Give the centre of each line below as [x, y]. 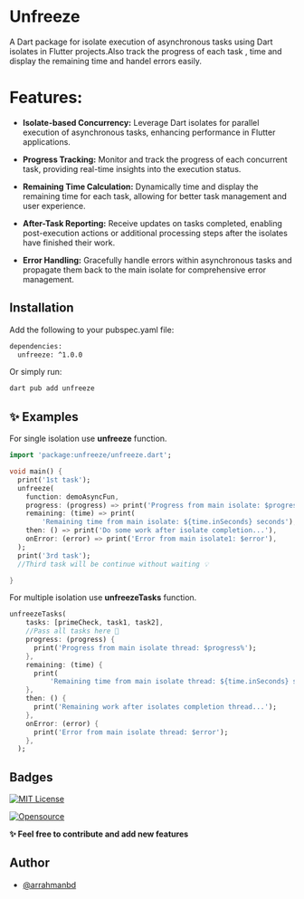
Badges [31, 777]
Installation [42, 308]
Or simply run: [36, 372]
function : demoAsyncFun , [72, 497]
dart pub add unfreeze [52, 388]
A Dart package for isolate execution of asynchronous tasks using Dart [141, 42]
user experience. [54, 206]
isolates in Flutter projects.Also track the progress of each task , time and [146, 51]
